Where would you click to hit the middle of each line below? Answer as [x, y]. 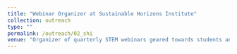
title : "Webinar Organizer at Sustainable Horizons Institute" [102, 14]
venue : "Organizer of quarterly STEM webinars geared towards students [115, 40]
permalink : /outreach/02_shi [50, 33]
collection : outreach [39, 20]
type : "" [20, 27]
